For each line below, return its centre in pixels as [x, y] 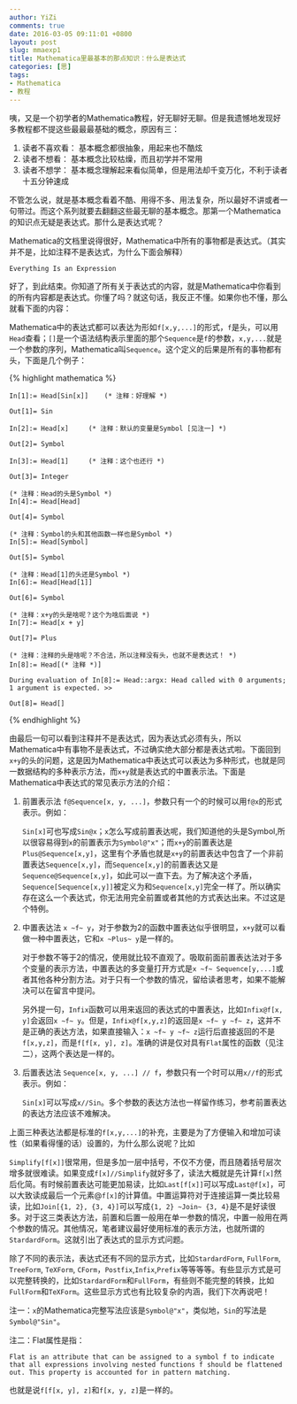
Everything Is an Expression [63, 268]
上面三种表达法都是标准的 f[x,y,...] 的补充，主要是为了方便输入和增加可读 [145, 1132]
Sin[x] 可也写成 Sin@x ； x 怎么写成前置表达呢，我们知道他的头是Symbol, [150, 831]
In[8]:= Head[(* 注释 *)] [55, 665]
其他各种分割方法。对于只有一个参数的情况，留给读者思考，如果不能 [154, 979]
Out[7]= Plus [33, 638]
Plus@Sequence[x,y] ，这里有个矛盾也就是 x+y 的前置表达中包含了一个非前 [153, 853]
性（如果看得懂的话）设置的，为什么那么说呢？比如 [102, 1143]
